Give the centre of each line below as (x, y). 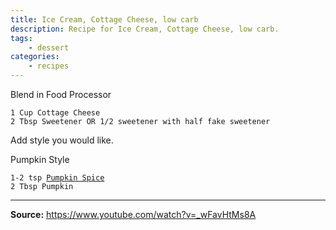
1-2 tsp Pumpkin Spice (57, 178)
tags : (21, 38)
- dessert (49, 47)
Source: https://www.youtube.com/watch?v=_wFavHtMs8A (133, 214)
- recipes (49, 66)
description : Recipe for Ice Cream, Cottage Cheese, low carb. (145, 29)
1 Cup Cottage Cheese (55, 113)
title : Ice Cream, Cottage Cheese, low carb (104, 19)
